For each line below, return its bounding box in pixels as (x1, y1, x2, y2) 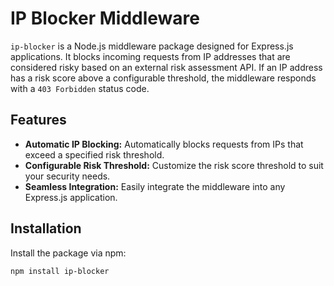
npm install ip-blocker (10, 266, 110, 276)
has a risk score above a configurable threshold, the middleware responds (10, 72, 317, 84)
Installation (10, 220, 82, 237)
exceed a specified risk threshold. (24, 148, 165, 161)
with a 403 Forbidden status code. (10, 82, 150, 94)
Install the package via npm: (10, 247, 127, 259)
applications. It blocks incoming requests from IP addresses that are (10, 50, 291, 62)
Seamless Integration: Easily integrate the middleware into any (24, 180, 286, 192)
